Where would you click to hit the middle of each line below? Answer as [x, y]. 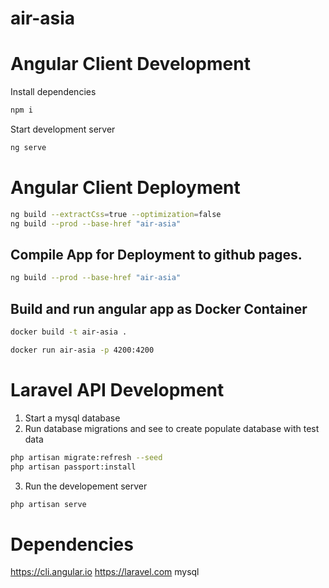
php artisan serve [48, 504]
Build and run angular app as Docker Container [159, 308]
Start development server [63, 129]
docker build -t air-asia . [69, 332]
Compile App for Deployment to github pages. [156, 254]
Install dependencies [53, 92]
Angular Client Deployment [125, 188]
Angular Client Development [130, 64]
